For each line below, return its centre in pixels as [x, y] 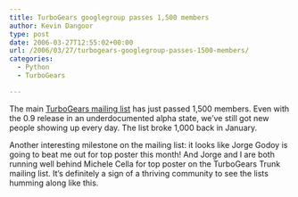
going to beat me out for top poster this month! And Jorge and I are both [142, 154]
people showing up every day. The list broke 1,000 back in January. [133, 127]
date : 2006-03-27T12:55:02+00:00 [71, 42]
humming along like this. [54, 183]
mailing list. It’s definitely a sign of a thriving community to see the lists [139, 173]
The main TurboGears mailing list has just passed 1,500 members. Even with [149, 109]
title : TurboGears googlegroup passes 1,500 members [109, 17]
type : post [29, 34]
